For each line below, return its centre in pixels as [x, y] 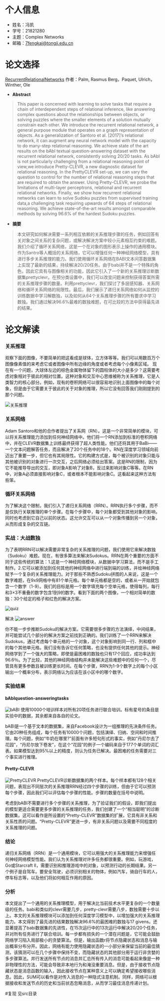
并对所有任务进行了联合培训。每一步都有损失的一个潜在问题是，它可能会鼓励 [82, 934]
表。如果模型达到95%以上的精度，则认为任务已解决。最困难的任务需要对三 [81, 751]
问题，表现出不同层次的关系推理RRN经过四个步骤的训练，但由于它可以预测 [81, 786]
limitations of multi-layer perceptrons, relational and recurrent [79, 187]
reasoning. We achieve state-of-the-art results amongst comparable [86, 208]
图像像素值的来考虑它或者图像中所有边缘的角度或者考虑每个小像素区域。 [78, 364]
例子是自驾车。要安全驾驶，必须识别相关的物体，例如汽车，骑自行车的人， [84, 871]
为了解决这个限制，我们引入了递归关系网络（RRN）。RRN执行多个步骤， [77, 505]
